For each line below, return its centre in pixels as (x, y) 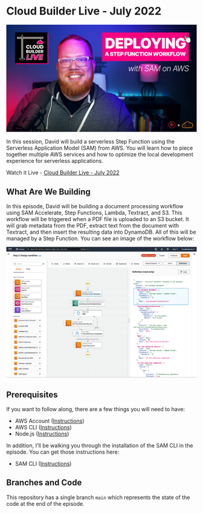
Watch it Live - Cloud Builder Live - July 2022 (63, 173)
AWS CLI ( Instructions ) (43, 428)
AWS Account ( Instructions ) (50, 421)
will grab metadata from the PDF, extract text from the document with (93, 226)
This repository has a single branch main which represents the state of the (98, 497)
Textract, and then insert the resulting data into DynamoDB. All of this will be (101, 232)
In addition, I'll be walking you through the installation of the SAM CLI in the (100, 446)
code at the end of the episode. (45, 503)
